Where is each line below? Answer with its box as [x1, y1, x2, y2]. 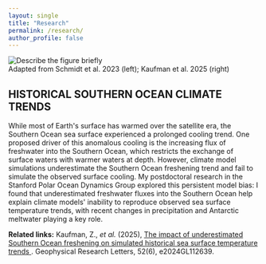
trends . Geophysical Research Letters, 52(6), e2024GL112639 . [8, 246, 215, 256]
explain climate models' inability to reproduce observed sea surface [8, 197, 231, 207]
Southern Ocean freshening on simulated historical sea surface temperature [8, 238, 258, 248]
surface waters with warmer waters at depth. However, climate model [8, 155, 237, 164]
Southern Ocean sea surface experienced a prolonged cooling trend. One [8, 129, 250, 140]
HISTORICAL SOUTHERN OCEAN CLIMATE [8, 87, 223, 100]
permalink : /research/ [8, 26, 84, 34]
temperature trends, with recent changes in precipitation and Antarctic [8, 206, 239, 215]
